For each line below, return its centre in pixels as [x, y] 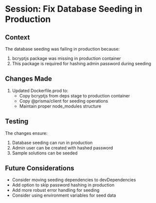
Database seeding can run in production [52, 143]
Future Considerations [40, 168]
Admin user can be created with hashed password [62, 148]
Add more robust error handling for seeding [56, 190]
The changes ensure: [26, 133]
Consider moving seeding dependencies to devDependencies [74, 180]
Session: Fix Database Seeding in [74, 9]
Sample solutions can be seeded [45, 153]
